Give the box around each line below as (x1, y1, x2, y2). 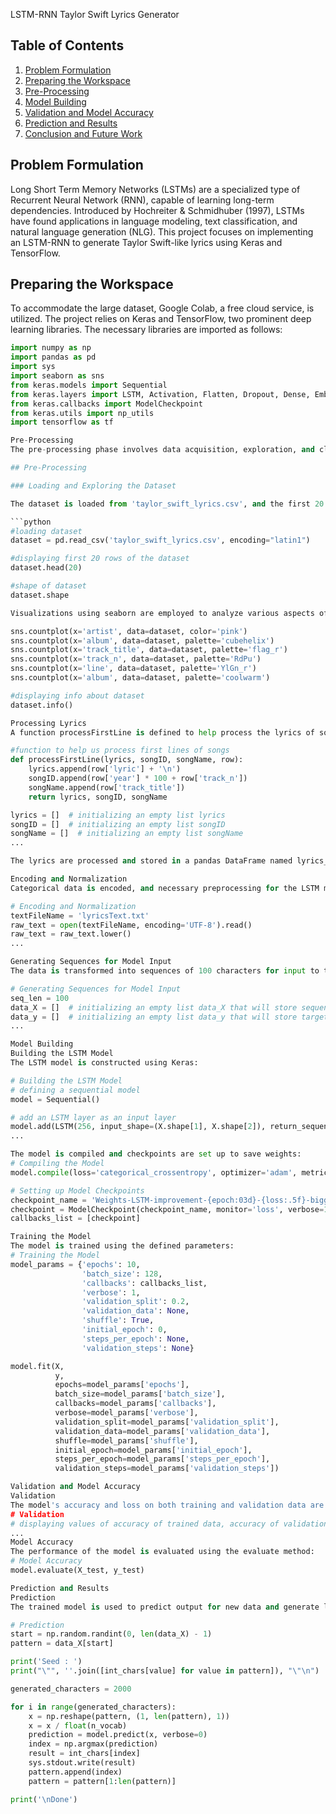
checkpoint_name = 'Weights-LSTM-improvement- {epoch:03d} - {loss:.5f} (10, 1195, 307, 1205)
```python (10, 517, 52, 527)
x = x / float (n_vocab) (28, 1720, 128, 1731)
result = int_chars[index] (28, 1749, 141, 1759)
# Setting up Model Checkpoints (10, 1185, 145, 1196)
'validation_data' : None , (81, 1306, 190, 1316)
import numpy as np (10, 343, 92, 353)
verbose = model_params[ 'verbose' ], (54, 1408, 199, 1418)
